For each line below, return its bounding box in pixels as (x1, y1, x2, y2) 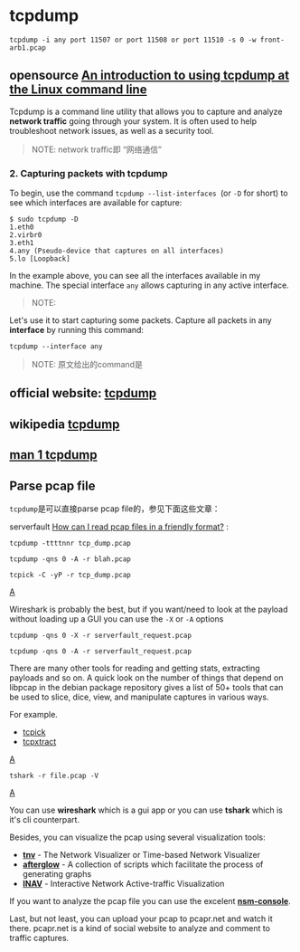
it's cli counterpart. (9, 814, 80, 825)
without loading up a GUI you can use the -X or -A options (9, 614, 224, 624)
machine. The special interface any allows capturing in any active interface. (9, 280, 289, 290)
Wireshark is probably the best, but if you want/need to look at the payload (9, 604, 288, 615)
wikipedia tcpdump (9, 416, 120, 432)
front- (259, 35, 285, 44)
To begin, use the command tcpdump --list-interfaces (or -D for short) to (9, 187, 288, 199)
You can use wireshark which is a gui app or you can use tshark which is (9, 804, 283, 815)
